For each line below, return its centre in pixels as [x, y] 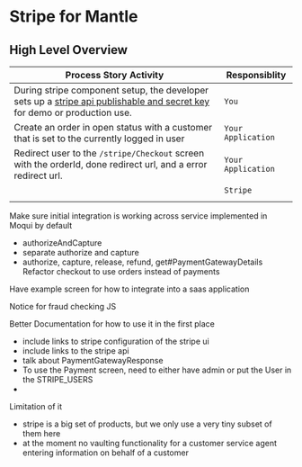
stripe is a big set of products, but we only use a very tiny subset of [147, 424]
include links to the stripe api [75, 351]
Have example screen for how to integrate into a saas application [129, 289]
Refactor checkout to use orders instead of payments [121, 271]
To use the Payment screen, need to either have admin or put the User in [157, 370]
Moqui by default [41, 225]
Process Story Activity [115, 75]
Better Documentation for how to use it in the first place [112, 324]
